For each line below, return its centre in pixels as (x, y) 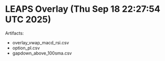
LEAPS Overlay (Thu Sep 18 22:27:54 (83, 9)
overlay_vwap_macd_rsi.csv (41, 42)
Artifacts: (14, 33)
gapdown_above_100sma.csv (42, 53)
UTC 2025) (28, 19)
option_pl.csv (26, 48)
